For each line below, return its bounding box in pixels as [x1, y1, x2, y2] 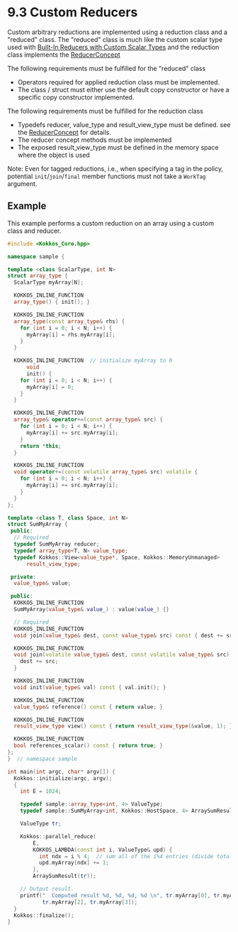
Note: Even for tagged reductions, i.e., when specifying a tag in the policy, [7, 164, 224, 172]
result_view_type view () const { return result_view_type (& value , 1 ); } [13, 723, 233, 730]
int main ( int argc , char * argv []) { [7, 768, 115, 775]
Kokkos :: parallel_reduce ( [20, 833, 97, 840]
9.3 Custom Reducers [7, 4, 138, 21]
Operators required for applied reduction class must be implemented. [17, 77, 220, 86]
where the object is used [17, 150, 90, 159]
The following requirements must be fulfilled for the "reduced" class [7, 64, 206, 72]
